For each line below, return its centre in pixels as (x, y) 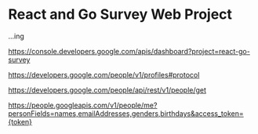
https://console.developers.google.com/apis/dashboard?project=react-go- (129, 51)
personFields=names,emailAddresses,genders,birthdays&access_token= (126, 113)
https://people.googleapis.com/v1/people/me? (83, 105)
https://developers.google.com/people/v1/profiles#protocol (104, 74)
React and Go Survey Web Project (120, 14)
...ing (16, 36)
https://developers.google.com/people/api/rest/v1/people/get (107, 90)
